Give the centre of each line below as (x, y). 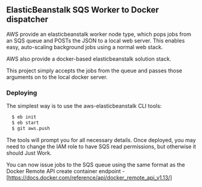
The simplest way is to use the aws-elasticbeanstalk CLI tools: (84, 106)
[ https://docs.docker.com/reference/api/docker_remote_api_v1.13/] (89, 177)
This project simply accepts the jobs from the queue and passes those (94, 70)
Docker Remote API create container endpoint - (66, 171)
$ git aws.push (31, 128)
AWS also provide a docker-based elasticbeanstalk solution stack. (89, 59)
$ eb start (25, 123)
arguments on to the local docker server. (57, 77)
